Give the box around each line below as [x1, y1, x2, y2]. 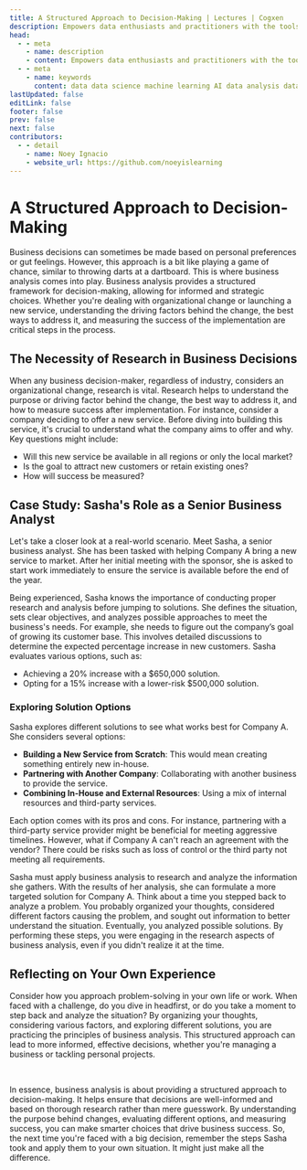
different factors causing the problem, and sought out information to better [9, 910, 291, 921]
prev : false [9, 115, 55, 124]
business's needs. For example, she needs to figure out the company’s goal [9, 622, 294, 633]
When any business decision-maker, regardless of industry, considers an [9, 376, 285, 387]
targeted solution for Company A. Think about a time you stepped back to [9, 891, 287, 902]
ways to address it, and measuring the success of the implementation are [9, 314, 286, 325]
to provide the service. [22, 778, 108, 789]
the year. [9, 575, 43, 586]
